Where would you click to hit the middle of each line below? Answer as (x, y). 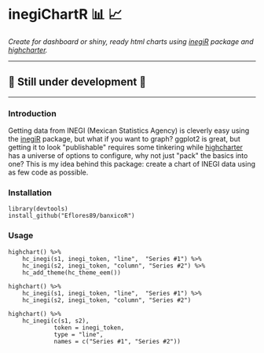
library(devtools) (38, 209)
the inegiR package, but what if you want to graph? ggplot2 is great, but (125, 139)
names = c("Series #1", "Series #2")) (117, 341)
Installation (30, 193)
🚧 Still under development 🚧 (77, 82)
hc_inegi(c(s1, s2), (56, 321)
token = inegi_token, (89, 327)
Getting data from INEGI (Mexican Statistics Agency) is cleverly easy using (129, 131)
